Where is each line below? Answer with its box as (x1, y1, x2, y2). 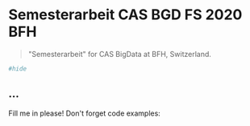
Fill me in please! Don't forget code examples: (8, 108, 161, 118)
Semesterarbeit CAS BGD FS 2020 (8, 6, 243, 24)
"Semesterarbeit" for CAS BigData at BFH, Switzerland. (27, 49, 212, 59)
